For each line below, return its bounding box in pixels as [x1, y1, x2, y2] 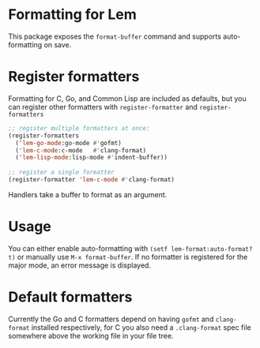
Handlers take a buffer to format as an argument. [8, 189, 168, 199]
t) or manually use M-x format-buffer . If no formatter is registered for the [8, 252, 248, 261]
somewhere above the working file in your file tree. [8, 331, 174, 340]
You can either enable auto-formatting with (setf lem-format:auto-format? [8, 243, 253, 253]
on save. [43, 39, 72, 49]
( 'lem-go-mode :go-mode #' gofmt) [15, 139, 122, 147]
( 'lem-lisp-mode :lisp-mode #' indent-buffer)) [15, 154, 168, 162]
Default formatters [8, 288, 133, 305]
